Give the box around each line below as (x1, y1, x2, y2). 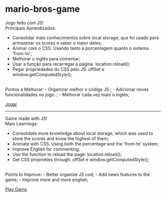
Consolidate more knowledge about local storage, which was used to (12, 130, 153, 136)
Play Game (5, 186, 27, 192)
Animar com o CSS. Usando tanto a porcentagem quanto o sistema (12, 45, 149, 51)
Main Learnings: (5, 120, 38, 127)
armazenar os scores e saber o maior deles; (12, 40, 102, 46)
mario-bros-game (5, 3, 80, 15)
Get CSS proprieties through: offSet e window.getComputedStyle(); (12, 156, 149, 162)
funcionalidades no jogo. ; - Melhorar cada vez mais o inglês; (5, 92, 130, 98)
